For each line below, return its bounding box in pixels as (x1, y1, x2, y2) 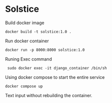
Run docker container (5, 38, 49, 44)
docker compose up (5, 84, 43, 89)
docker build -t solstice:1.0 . (5, 29, 72, 34)
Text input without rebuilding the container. (5, 92, 93, 98)
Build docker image (5, 20, 44, 26)
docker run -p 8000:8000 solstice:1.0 (5, 47, 85, 52)
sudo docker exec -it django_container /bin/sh (7, 66, 107, 70)
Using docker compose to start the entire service (5, 74, 105, 80)
